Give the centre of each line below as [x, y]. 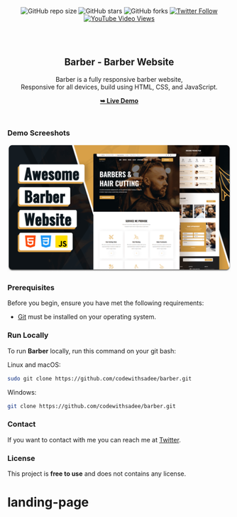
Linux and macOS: [34, 364]
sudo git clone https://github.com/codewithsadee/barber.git [100, 378]
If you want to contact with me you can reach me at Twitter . [94, 439]
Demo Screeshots [39, 133]
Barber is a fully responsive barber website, [119, 79]
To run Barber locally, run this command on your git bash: [92, 351]
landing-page [48, 502]
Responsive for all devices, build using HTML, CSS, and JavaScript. [119, 87]
